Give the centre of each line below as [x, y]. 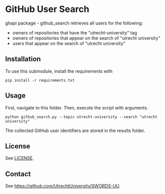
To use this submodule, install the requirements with [59, 71]
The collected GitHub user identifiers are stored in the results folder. [75, 130]
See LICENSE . [19, 158]
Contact [18, 174]
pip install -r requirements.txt [40, 80]
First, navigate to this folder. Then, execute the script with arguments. [77, 107]
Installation [23, 59]
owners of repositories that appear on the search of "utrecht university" [86, 38]
